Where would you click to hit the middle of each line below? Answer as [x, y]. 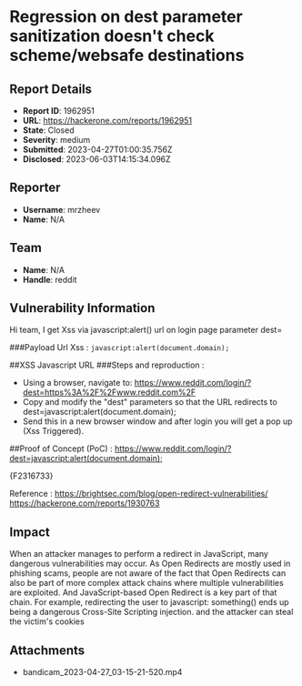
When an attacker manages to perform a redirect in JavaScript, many [139, 554]
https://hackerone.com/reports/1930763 [85, 503]
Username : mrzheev [61, 209]
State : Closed [48, 130]
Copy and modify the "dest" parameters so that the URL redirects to [150, 402]
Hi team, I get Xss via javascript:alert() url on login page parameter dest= [146, 330]
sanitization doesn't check [112, 36]
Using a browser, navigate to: [77, 383]
